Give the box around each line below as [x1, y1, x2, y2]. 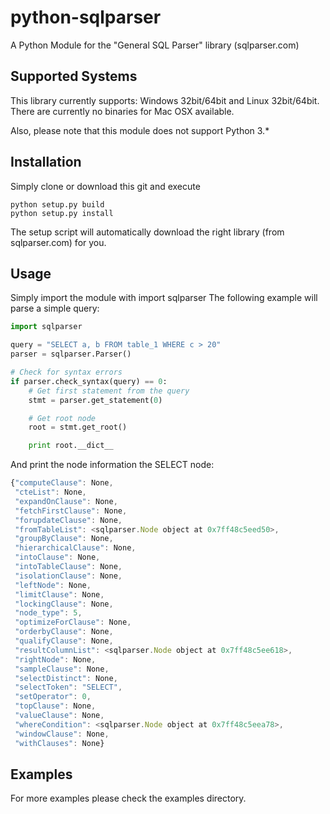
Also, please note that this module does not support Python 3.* [10, 124, 270, 136]
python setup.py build [10, 199, 105, 210]
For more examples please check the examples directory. [10, 792, 247, 805]
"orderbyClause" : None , [14, 627, 114, 637]
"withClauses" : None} [14, 738, 105, 748]
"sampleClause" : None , [14, 664, 110, 674]
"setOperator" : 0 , [14, 692, 92, 702]
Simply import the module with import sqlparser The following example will [10, 292, 318, 304]
